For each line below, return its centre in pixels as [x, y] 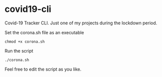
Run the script [19, 51]
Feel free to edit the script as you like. [43, 69]
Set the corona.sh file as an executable [44, 32]
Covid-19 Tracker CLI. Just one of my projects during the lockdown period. [81, 23]
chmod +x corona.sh [25, 41]
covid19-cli [28, 9]
